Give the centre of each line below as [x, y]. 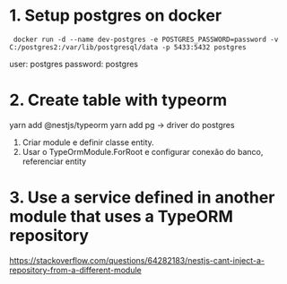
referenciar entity [54, 161]
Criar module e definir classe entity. [88, 142]
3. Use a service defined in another [142, 198]
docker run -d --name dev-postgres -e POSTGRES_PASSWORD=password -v [146, 39]
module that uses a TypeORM [121, 217]
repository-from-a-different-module [75, 270]
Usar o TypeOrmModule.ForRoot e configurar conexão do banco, [143, 151]
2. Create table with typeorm [118, 100]
